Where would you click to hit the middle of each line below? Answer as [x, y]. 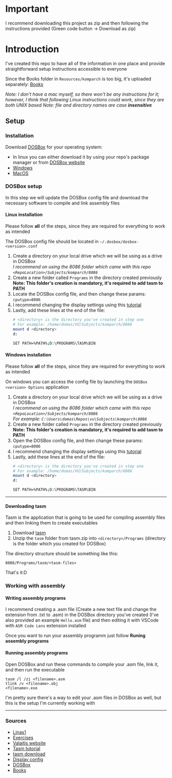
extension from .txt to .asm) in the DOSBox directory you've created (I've [82, 615]
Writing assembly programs [36, 598]
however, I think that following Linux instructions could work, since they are [85, 99]
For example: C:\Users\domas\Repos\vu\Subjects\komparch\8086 [80, 418]
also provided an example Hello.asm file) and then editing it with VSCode [82, 620]
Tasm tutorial [27, 748]
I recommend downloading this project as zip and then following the [77, 23]
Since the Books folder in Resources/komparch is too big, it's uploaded [78, 79]
